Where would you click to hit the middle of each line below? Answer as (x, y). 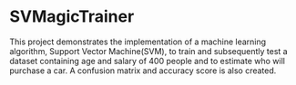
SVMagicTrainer (72, 17)
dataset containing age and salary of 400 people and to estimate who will (147, 61)
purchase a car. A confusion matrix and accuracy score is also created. (143, 71)
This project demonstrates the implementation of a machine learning (138, 42)
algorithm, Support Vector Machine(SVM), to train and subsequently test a (149, 51)
